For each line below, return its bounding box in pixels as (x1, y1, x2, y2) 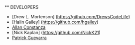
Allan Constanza (11, 24, 46, 30)
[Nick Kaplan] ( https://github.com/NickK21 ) (11, 30, 101, 35)
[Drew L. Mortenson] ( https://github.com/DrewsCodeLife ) (11, 14, 131, 19)
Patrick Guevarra (11, 35, 47, 41)
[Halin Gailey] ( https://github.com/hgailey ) (11, 19, 99, 25)
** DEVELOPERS (4, 4, 39, 10)
